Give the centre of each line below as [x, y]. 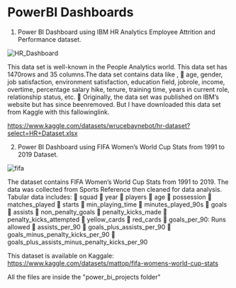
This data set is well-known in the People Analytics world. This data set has [118, 67]
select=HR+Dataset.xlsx [43, 133]
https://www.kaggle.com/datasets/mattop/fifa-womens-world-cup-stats [113, 263]
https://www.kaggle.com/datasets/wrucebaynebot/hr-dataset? [99, 125]
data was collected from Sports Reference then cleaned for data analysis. [114, 189]
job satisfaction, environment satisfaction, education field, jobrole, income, [116, 81]
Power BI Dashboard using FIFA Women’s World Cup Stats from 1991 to [121, 146]
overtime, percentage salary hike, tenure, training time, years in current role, [119, 89]
